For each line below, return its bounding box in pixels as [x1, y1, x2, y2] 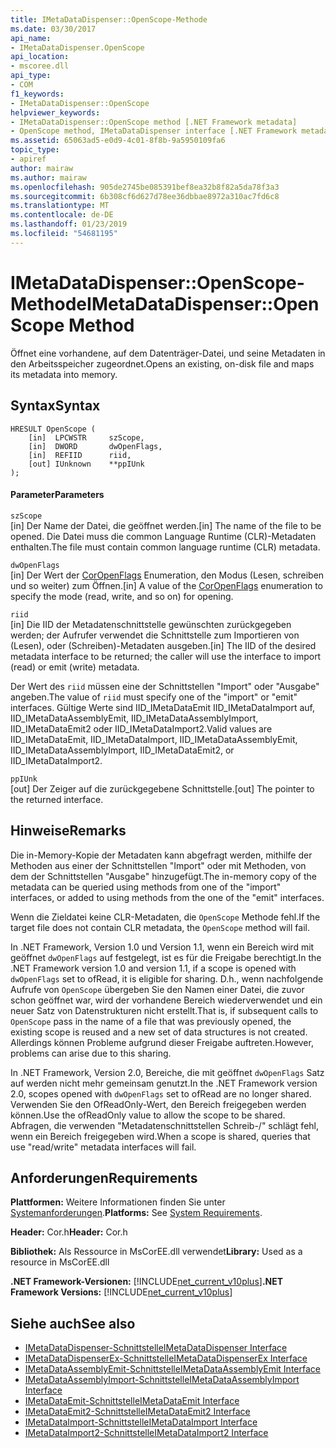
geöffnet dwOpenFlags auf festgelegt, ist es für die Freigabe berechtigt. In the [10, 951, 322, 963]
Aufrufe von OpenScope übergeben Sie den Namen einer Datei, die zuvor [10, 983, 305, 995]
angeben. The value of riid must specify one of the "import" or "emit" [10, 691, 298, 703]
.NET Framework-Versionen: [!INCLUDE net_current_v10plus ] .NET [10, 1276, 284, 1288]
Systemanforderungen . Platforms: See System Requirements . [10, 1207, 263, 1219]
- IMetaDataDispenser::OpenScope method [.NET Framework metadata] [10, 117, 298, 127]
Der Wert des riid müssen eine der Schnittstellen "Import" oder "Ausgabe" [10, 680, 320, 692]
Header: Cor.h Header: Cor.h [10, 1226, 128, 1238]
